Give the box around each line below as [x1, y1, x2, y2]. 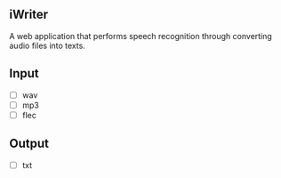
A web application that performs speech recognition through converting [9, 30, 273, 41]
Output [9, 136, 49, 151]
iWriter [9, 7, 49, 22]
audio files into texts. [9, 40, 86, 51]
